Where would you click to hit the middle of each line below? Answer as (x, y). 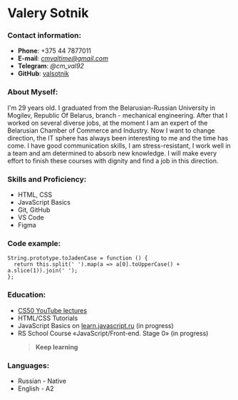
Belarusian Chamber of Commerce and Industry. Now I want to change (111, 130)
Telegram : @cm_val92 (51, 66)
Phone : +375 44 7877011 (54, 51)
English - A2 (36, 388)
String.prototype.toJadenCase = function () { (78, 258)
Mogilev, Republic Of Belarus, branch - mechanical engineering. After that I (118, 115)
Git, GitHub (34, 210)
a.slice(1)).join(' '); (43, 271)
